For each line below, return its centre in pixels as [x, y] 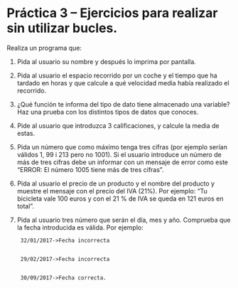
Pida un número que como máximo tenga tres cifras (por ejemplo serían [122, 146]
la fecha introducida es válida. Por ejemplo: [80, 227]
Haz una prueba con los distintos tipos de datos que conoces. [108, 112]
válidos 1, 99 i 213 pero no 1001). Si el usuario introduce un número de [119, 154]
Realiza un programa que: [44, 48]
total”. [26, 206]
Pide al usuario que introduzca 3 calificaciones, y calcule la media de [118, 125]
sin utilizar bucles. [62, 28]
